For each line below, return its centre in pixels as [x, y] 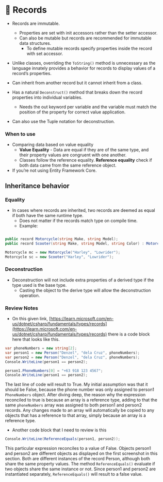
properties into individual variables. [47, 97]
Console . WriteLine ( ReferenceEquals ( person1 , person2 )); [63, 439]
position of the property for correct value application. [73, 112]
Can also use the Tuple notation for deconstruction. [63, 121]
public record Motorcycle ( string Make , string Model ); [62, 239]
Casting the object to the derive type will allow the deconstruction [85, 290]
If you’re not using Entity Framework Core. [54, 170]
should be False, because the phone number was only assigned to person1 [80, 389]
